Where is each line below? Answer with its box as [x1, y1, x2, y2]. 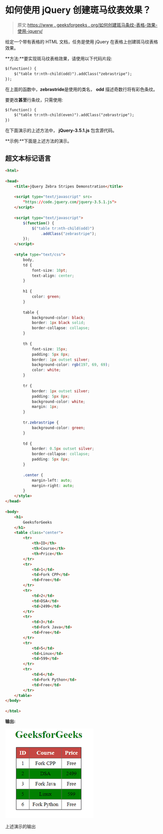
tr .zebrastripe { [23, 420, 59, 425]
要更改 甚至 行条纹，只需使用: [5, 97, 64, 103]
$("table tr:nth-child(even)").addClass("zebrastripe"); [14, 112, 135, 117]
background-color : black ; [31, 315, 85, 320]
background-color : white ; [31, 399, 85, 404]
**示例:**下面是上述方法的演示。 [5, 138, 72, 144]
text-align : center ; [31, 273, 75, 278]
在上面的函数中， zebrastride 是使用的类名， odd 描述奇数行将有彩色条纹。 [5, 86, 158, 92]
